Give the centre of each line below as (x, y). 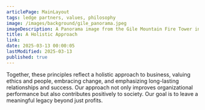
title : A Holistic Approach (42, 35)
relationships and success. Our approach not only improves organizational (100, 87)
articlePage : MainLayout (38, 12)
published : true (27, 57)
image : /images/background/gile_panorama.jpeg (67, 23)
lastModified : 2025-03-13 (39, 52)
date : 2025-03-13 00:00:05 (41, 46)
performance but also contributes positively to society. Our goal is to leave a (102, 94)
